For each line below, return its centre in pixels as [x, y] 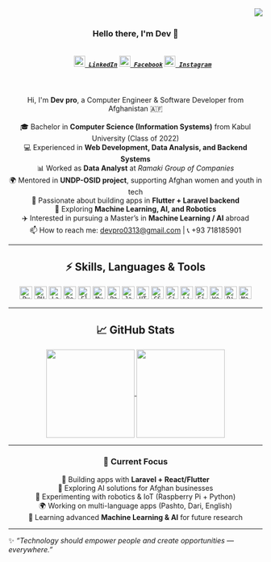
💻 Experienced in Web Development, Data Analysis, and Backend [135, 147]
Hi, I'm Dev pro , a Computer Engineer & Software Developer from [135, 99]
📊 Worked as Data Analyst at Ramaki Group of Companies [135, 168]
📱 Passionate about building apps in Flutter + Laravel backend [135, 200]
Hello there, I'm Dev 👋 [135, 33]
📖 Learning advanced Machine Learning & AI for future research [135, 517]
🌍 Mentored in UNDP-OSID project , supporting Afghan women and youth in [135, 180]
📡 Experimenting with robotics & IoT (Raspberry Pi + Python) [135, 497]
